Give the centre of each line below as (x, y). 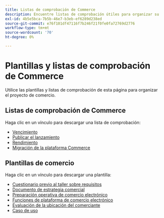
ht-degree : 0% (20, 37)
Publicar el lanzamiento (36, 137)
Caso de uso (25, 211)
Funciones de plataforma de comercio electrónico (63, 200)
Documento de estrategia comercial (48, 189)
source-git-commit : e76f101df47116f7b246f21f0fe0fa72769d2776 (70, 23)
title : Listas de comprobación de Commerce (50, 10)
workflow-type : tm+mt (27, 28)
